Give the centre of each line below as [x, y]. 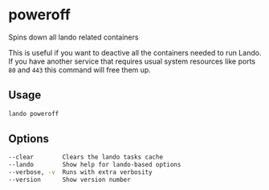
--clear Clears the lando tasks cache [86, 157]
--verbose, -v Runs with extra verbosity [80, 172]
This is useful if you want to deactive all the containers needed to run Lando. [135, 52]
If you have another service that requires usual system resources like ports [132, 61]
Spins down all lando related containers [73, 37]
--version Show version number [69, 180]
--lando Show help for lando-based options [95, 165]
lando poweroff [34, 114]
